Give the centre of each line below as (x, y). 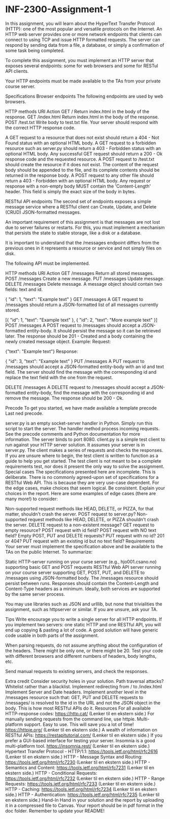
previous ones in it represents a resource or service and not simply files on (83, 248)
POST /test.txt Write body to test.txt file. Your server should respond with (82, 122)
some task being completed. (35, 50)
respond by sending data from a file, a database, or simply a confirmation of (85, 45)
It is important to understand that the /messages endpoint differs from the (82, 242)
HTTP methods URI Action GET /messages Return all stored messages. (79, 273)
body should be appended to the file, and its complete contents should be (82, 170)
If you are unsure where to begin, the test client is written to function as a (82, 456)
